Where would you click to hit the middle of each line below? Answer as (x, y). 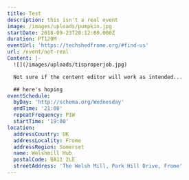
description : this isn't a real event (63, 20)
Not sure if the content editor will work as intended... (98, 77)
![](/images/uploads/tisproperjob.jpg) (70, 65)
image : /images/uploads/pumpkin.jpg (59, 26)
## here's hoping (38, 89)
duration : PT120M (32, 39)
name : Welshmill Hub (43, 153)
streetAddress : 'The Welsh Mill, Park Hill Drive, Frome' (98, 166)
